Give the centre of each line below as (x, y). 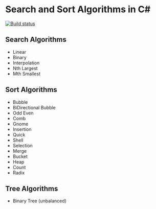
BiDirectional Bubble (34, 107)
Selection (23, 145)
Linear (19, 52)
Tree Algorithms (32, 188)
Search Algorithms (36, 40)
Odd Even (23, 113)
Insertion (22, 129)
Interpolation (26, 63)
